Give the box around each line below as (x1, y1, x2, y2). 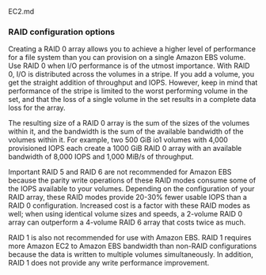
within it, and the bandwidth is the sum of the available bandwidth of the (8, 126, 244, 137)
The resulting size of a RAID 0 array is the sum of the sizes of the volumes (8, 119, 250, 128)
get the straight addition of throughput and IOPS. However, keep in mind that (8, 78, 258, 88)
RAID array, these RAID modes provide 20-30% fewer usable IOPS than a (8, 193, 248, 202)
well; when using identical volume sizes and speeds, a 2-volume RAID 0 (8, 209, 243, 219)
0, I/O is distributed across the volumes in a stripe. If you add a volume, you (8, 70, 255, 79)
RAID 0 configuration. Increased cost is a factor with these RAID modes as (8, 201, 251, 210)
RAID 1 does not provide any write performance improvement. (8, 258, 210, 268)
